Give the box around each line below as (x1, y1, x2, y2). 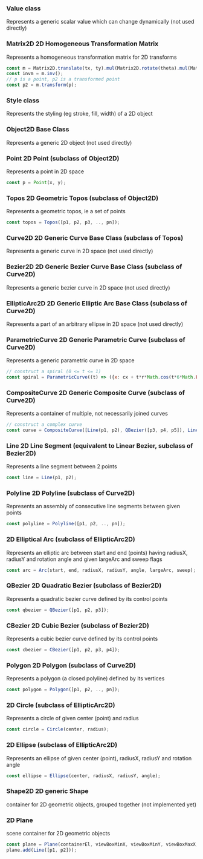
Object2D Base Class (6, 125, 69, 134)
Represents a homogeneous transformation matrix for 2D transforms (6, 53, 177, 61)
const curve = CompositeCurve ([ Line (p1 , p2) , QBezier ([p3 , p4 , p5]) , (6, 427, 185, 434)
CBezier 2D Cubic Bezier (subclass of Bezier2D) (6, 621, 150, 629)
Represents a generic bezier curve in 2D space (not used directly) (6, 284, 170, 291)
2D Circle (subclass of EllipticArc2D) (6, 701, 115, 709)
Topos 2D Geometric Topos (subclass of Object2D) (6, 194, 159, 202)
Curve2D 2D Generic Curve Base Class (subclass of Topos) (6, 233, 184, 242)
